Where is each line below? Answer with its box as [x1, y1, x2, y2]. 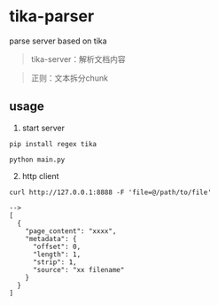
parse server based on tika [9, 35, 108, 46]
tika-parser [9, 6, 95, 27]
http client [21, 170, 59, 181]
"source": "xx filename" [32, 265, 125, 274]
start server [21, 122, 65, 133]
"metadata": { [25, 234, 77, 243]
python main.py [9, 155, 66, 164]
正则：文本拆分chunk [30, 73, 109, 83]
